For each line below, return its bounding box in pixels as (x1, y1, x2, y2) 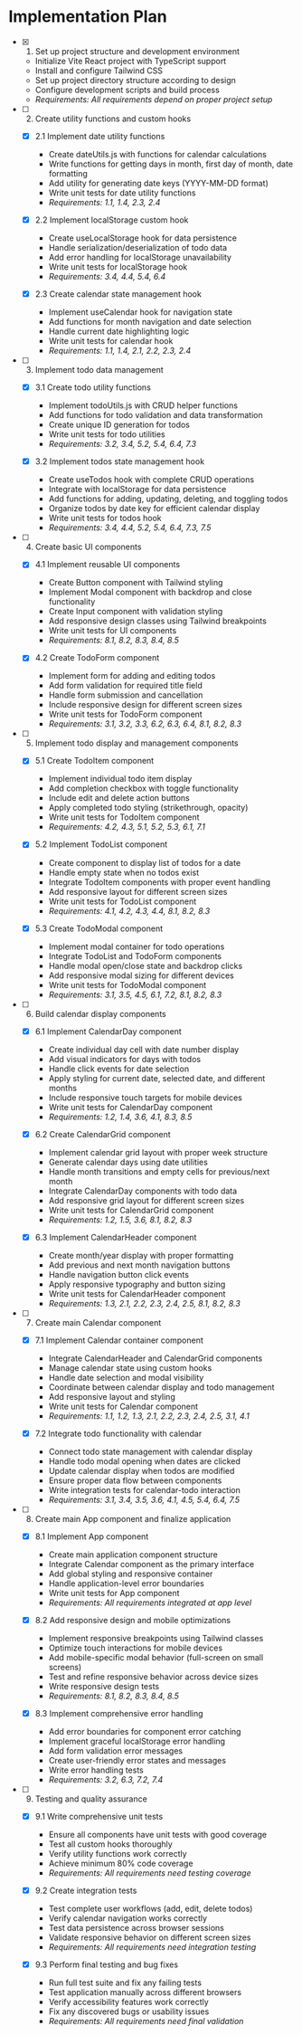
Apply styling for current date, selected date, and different (48, 1072, 266, 1083)
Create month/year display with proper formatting (48, 1250, 234, 1260)
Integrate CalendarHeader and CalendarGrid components (48, 1353, 263, 1364)
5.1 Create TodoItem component (34, 756, 155, 766)
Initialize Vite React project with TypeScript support (34, 55, 227, 66)
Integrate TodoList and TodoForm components (48, 950, 222, 961)
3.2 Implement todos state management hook (34, 456, 205, 467)
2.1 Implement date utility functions (34, 130, 165, 141)
